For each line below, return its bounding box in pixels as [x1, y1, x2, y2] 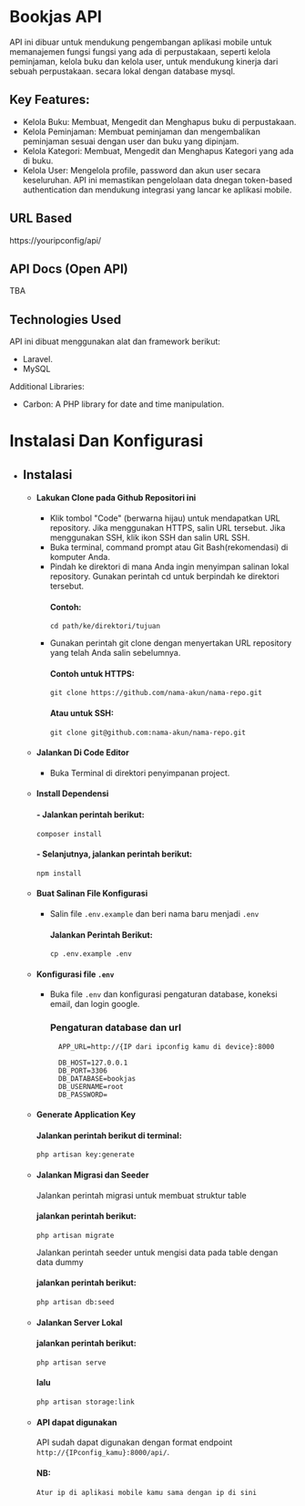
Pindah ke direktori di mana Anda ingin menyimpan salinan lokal [49, 561, 290, 572]
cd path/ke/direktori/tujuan [49, 622, 161, 631]
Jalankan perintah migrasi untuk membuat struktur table [36, 1189, 248, 1200]
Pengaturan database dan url [49, 1022, 182, 1034]
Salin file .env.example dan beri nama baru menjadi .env [49, 908, 259, 919]
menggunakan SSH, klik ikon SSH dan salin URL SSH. [49, 532, 250, 543]
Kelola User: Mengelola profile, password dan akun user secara [22, 164, 261, 175]
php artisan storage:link [36, 1397, 135, 1407]
